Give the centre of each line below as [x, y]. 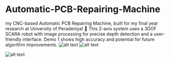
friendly [13, 39]
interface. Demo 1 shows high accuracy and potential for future [89, 39]
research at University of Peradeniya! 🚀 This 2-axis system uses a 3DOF [81, 28]
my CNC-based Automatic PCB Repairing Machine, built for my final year [82, 23]
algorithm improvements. [31, 44]
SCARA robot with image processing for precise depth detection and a [79, 34]
